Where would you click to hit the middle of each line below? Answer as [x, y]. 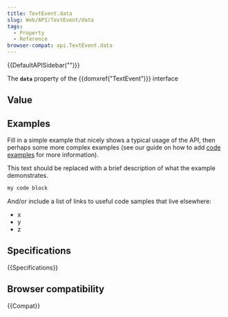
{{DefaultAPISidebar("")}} [44, 65]
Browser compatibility [56, 289]
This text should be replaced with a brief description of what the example [111, 168]
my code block [28, 188]
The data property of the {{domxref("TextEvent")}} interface [93, 79]
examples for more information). [53, 155]
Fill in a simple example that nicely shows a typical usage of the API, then [111, 140]
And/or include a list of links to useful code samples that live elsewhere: [110, 201]
